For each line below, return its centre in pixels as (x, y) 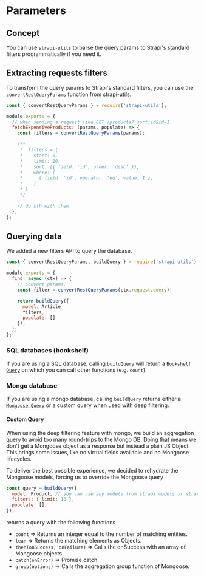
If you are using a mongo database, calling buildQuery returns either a (93, 399)
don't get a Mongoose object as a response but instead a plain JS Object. (98, 446)
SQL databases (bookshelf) (48, 350)
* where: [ (38, 173)
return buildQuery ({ (43, 301)
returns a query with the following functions (61, 523)
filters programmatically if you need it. (54, 54)
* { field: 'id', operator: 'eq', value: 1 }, (87, 178)
